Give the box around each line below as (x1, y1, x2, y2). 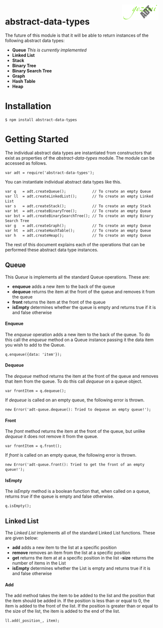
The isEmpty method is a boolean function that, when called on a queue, (5, 488, 150, 494)
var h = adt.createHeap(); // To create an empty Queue (5, 233, 151, 238)
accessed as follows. (5, 160, 47, 166)
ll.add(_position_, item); (5, 618, 60, 623)
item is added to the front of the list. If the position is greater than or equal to (5, 603, 158, 609)
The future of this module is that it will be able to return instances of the (5, 32, 149, 38)
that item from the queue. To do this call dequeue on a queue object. (5, 378, 143, 384)
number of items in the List (12, 560, 66, 566)
